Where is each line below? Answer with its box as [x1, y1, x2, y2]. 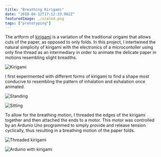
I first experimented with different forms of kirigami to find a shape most [5, 73, 149, 79]
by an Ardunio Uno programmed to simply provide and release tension [5, 122, 146, 128]
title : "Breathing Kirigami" [5, 7, 64, 12]
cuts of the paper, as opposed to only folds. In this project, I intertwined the [5, 39, 156, 45]
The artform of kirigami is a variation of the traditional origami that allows [5, 34, 151, 40]
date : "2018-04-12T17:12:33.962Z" [5, 12, 75, 17]
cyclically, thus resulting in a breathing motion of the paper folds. [5, 127, 135, 134]
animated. [5, 84, 25, 90]
